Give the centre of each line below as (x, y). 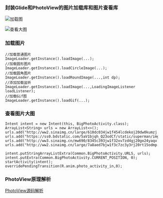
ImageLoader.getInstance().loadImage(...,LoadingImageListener (70, 87)
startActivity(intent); (29, 162)
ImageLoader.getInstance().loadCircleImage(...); (56, 68)
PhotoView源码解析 (24, 191)
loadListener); (20, 91)
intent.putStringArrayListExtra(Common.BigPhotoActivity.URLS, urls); (78, 153)
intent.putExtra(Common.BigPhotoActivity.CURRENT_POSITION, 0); (71, 158)
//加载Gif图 (16, 96)
